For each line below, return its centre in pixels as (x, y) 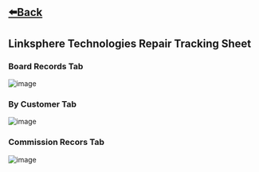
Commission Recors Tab (57, 143)
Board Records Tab (46, 66)
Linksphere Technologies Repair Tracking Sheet (130, 43)
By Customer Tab (43, 104)
